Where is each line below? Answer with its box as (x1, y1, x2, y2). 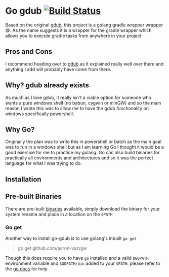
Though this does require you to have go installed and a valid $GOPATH (5, 255, 149, 261)
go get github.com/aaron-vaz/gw (17, 245, 87, 251)
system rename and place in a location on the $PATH (5, 211, 113, 217)
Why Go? (5, 125, 35, 134)
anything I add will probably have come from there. (5, 66, 112, 72)
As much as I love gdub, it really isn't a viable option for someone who (5, 94, 152, 100)
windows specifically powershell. (5, 111, 74, 117)
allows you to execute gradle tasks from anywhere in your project (5, 32, 142, 39)
